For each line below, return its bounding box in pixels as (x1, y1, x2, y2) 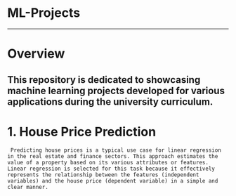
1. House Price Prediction (7, 124, 157, 140)
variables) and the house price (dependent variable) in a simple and (7, 178, 218, 185)
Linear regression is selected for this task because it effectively (7, 165, 216, 173)
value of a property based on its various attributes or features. (7, 159, 209, 166)
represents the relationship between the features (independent (7, 171, 199, 178)
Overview (7, 46, 65, 62)
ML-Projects (7, 5, 81, 21)
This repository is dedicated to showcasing (7, 74, 201, 86)
